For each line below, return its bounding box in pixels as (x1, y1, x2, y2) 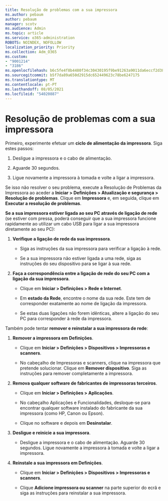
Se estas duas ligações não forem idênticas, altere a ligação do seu (19, 310, 159, 316)
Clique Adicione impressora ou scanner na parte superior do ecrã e (19, 485, 161, 491)
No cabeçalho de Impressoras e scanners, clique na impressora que (19, 360, 161, 366)
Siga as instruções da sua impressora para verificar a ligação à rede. (19, 245, 161, 252)
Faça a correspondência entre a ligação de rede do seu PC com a (12, 271, 150, 277)
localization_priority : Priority (5, 45, 75, 50)
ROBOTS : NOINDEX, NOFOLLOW (5, 40, 61, 45)
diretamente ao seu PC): (5, 226, 55, 232)
